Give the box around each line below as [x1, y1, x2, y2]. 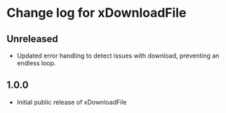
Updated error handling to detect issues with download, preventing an [16, 51, 220, 60]
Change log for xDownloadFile [6, 5, 187, 21]
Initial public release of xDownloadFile [16, 98, 127, 106]
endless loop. [16, 59, 56, 67]
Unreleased [6, 33, 59, 45]
